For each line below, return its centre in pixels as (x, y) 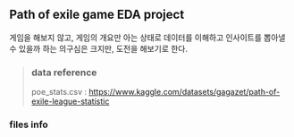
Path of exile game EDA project (97, 15)
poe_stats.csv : (59, 92)
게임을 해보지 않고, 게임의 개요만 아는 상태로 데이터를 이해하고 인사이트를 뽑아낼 (147, 37)
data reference (64, 73)
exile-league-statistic (70, 101)
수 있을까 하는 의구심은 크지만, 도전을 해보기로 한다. (98, 48)
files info (29, 124)
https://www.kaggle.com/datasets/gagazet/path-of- (185, 92)
